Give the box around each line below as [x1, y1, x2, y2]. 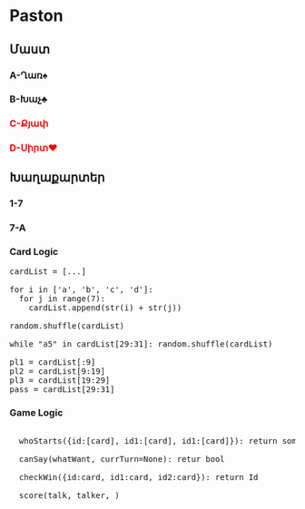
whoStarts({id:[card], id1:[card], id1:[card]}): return [18, 436, 279, 446]
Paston [9, 5, 64, 26]
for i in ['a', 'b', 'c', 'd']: [9, 284, 153, 295]
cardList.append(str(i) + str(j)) [28, 302, 182, 313]
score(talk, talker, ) [18, 491, 120, 501]
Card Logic [9, 246, 59, 259]
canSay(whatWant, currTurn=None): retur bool [18, 455, 225, 465]
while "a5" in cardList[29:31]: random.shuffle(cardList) [9, 338, 273, 349]
